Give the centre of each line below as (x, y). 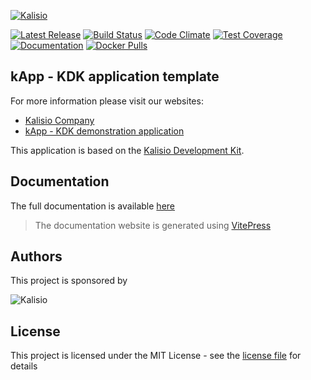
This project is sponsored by (69, 281)
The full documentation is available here (92, 206)
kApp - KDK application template (115, 76)
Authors (36, 256)
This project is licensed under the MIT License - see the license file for (156, 356)
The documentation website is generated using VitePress (153, 225)
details (24, 366)
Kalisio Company (59, 120)
